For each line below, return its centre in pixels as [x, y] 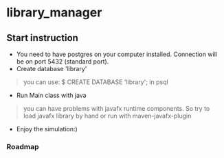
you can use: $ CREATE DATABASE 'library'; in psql [96, 82]
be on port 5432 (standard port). [63, 62]
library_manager [54, 13]
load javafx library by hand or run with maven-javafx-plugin [107, 116]
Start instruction [42, 38]
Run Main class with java [51, 95]
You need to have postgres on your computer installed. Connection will [117, 54]
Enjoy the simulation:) [47, 129]
